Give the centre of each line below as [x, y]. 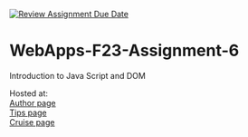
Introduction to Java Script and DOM [78, 75]
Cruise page [32, 122]
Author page [33, 103]
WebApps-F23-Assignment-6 [124, 51]
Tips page [28, 113]
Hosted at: [29, 93]
